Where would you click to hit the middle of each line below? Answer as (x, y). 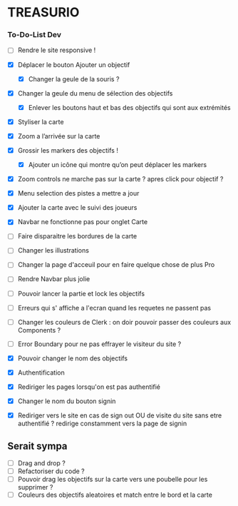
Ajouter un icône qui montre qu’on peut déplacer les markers (118, 164)
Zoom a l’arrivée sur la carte (59, 136)
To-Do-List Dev (35, 35)
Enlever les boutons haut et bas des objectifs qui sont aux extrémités (129, 107)
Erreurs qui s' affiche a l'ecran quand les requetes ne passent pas (114, 308)
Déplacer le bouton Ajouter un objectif (74, 64)
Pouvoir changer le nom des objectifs (73, 358)
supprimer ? (35, 487)
